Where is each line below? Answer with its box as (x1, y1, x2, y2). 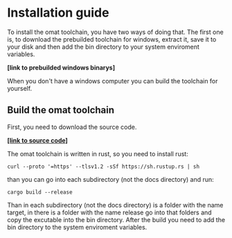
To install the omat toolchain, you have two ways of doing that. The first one (7, 28, 224, 36)
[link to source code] (7, 136, 68, 144)
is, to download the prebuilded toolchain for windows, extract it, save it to (7, 35, 217, 43)
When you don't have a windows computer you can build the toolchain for (7, 76, 218, 85)
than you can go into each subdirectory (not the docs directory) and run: (7, 175, 215, 183)
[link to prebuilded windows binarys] (7, 63, 116, 71)
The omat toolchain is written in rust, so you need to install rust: (7, 149, 188, 158)
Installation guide (7, 5, 109, 21)
